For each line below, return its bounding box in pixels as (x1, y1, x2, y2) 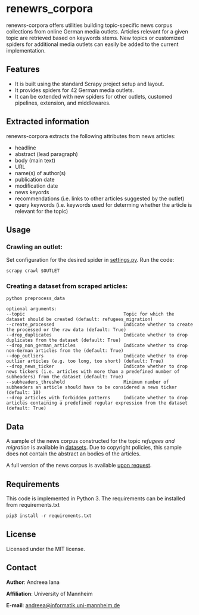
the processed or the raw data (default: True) (6, 327, 127, 333)
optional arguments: (6, 306, 58, 312)
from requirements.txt (6, 501, 60, 509)
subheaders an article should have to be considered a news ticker (6, 384, 178, 390)
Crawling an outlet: (6, 243, 63, 251)
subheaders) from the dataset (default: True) (6, 374, 124, 380)
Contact (6, 562, 37, 573)
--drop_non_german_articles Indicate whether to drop (6, 342, 188, 348)
